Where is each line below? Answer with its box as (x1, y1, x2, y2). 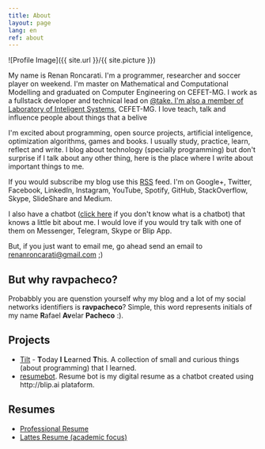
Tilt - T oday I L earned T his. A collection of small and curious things (19, 354, 240, 364)
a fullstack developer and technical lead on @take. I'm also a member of (8, 96, 244, 105)
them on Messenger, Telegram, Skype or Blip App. (8, 226, 172, 236)
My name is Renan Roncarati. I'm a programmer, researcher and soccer (8, 70, 241, 80)
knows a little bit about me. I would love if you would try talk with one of (8, 218, 242, 227)
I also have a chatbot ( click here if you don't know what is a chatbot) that (8, 209, 245, 219)
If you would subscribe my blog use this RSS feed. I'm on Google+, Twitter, (8, 177, 252, 187)
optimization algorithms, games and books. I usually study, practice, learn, (8, 136, 251, 146)
